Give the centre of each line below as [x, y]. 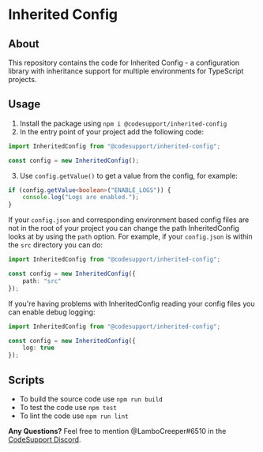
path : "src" [42, 281]
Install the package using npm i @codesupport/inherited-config [123, 123]
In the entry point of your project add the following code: [112, 131]
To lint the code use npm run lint [74, 416]
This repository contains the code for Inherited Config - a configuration [124, 62]
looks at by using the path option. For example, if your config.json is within [130, 237]
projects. [23, 79]
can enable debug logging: [52, 312]
